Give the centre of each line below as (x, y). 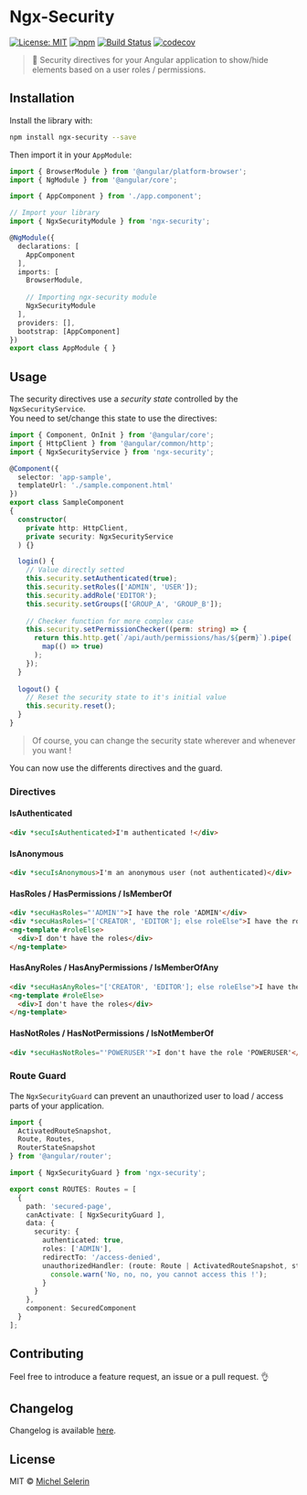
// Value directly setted (75, 570)
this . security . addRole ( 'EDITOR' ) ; (91, 595)
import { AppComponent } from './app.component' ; (106, 197)
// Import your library (55, 213)
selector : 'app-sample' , (65, 477)
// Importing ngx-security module (91, 298)
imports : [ (38, 272)
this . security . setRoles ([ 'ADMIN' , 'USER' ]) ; (112, 587)
